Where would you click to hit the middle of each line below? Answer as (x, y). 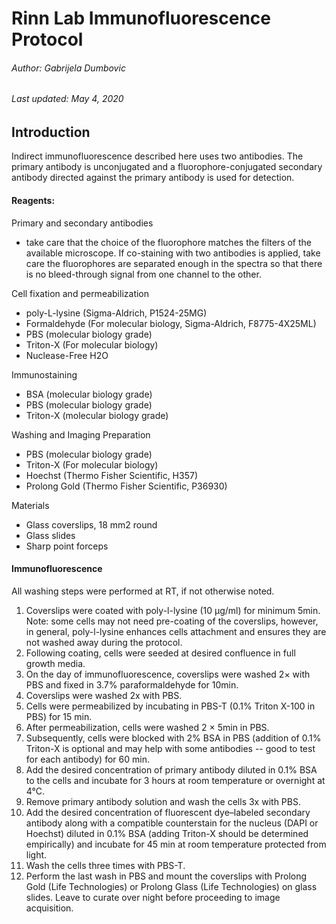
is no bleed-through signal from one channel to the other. (143, 274)
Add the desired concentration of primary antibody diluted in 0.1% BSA (171, 769)
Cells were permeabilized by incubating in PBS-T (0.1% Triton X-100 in (170, 706)
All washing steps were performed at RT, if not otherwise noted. (143, 591)
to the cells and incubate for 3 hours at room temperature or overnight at (175, 780)
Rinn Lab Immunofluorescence (141, 18)
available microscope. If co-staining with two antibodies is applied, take (173, 253)
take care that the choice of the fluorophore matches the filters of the (168, 242)
